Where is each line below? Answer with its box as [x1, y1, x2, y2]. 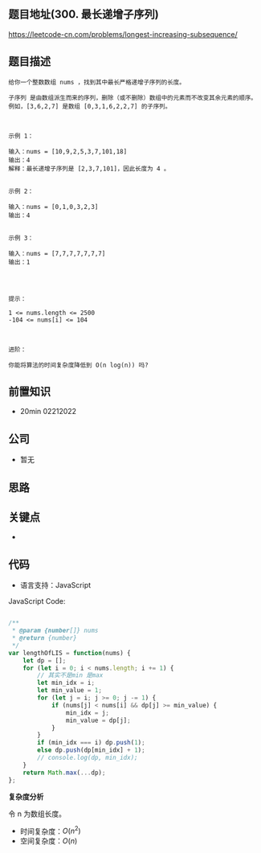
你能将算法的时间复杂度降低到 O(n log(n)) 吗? [8, 361, 149, 369]
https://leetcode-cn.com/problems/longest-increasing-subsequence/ [8, 29, 239, 39]
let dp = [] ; [22, 656, 67, 665]
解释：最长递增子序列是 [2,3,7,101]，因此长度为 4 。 [8, 164, 170, 173]
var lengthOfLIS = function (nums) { [8, 649, 131, 657]
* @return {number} [11, 634, 78, 642]
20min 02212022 [19, 407, 77, 416]
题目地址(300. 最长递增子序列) [8, 7, 159, 22]
